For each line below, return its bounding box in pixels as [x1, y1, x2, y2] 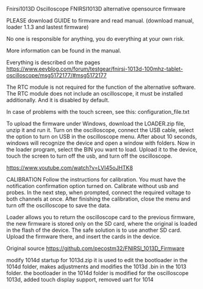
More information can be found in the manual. [6, 47, 121, 54]
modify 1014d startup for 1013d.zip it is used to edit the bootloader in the [6, 257, 188, 263]
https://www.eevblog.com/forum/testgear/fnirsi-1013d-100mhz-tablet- [6, 65, 183, 72]
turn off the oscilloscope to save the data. [6, 202, 111, 209]
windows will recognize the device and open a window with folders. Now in [6, 139, 195, 147]
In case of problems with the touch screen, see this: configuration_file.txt [6, 108, 190, 115]
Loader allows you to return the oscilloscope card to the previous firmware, [6, 214, 196, 221]
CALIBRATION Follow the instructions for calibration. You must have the [6, 176, 186, 183]
